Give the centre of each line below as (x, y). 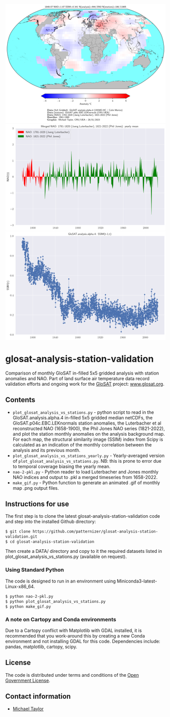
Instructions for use (37, 504)
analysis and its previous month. (46, 450)
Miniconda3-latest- (137, 581)
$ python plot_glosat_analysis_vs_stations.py (55, 601)
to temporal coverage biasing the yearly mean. (62, 466)
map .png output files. (36, 488)
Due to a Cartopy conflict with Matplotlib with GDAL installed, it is (74, 630)
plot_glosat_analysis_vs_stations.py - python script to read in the (83, 412)
